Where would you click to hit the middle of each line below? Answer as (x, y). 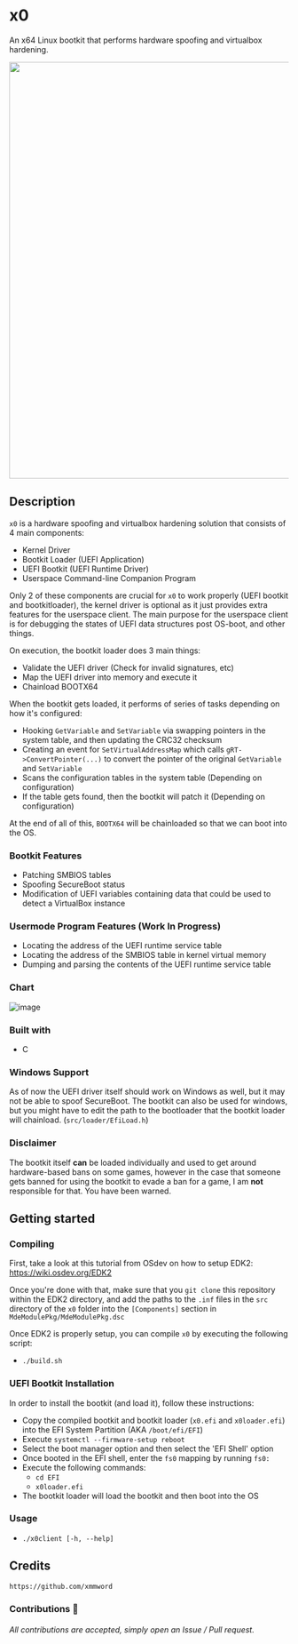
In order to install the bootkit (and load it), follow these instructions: (132, 1403)
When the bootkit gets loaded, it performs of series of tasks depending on (145, 704)
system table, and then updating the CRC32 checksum (122, 739)
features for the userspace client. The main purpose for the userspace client (149, 614)
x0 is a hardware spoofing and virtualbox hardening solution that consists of (148, 523)
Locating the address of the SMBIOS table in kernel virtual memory (144, 955)
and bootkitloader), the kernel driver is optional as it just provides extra (138, 604)
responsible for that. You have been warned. (90, 1191)
